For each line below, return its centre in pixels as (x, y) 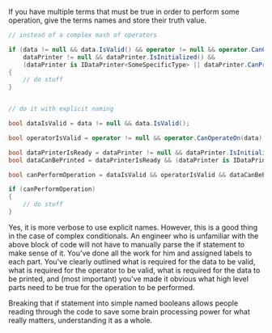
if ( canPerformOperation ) (52, 189)
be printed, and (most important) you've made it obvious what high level (129, 279)
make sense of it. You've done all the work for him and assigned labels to (130, 253)
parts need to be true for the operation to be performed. (102, 287)
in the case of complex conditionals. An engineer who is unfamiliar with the (134, 236)
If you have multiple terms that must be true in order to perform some (124, 12)
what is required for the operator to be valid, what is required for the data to (134, 270)
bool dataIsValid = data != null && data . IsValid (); (99, 124)
